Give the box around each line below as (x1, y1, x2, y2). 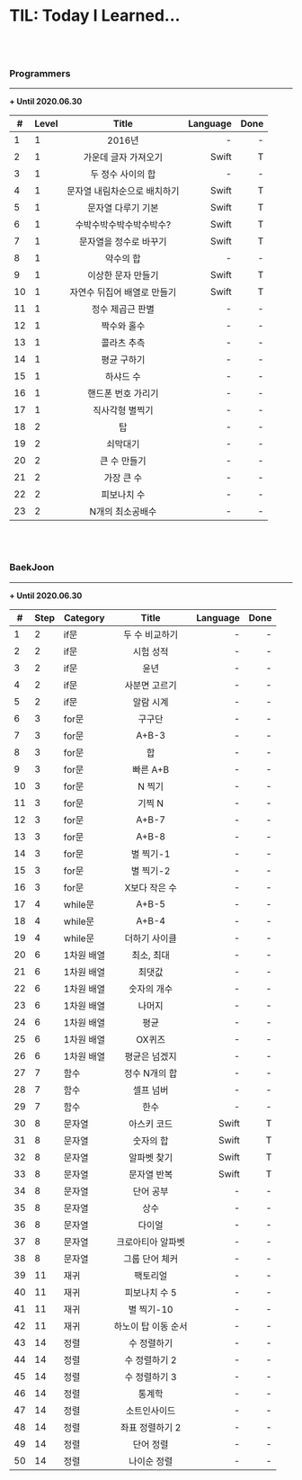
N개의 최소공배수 (89, 506, 157, 518)
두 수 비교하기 (122, 628, 178, 641)
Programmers (9, 67, 71, 79)
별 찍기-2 (130, 865, 171, 877)
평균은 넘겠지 (124, 1050, 177, 1063)
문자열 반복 (129, 1168, 173, 1180)
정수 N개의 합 (124, 1067, 178, 1080)
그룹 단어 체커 (122, 1252, 178, 1265)
